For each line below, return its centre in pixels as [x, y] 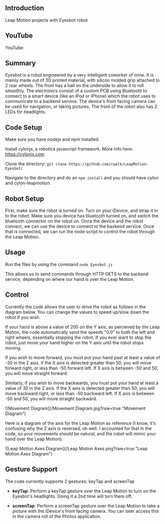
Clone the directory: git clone [36, 164]
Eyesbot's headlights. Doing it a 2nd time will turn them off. [72, 496]
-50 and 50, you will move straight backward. [51, 399]
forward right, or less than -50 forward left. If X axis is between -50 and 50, [82, 368]
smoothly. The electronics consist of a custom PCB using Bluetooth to [76, 91]
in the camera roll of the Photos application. [57, 516]
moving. [13, 348]
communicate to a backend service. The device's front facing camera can [80, 102]
